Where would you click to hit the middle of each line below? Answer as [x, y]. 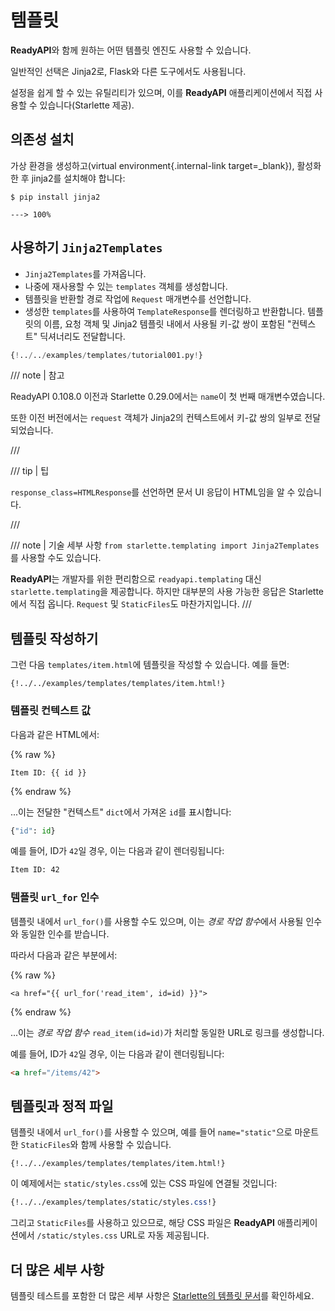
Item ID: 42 [35, 870]
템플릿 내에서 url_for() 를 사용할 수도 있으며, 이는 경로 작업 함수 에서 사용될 [157, 921]
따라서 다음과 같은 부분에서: [64, 955]
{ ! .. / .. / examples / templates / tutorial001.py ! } [106, 355]
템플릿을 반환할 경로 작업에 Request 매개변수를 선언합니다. [138, 298]
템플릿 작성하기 [54, 638]
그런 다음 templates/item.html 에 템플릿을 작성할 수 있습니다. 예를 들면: [150, 665]
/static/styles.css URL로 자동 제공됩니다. [123, 1235]
